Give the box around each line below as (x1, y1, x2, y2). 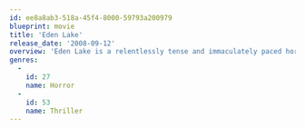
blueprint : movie (9, 22, 75, 31)
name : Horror (25, 81, 75, 90)
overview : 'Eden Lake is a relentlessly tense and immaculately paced (9, 47, 282, 56)
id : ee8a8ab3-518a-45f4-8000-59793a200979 (9, 13, 172, 23)
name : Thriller (25, 106, 84, 115)
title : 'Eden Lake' (9, 30, 84, 39)
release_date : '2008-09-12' (9, 38, 116, 48)
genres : (9, 55, 39, 64)
